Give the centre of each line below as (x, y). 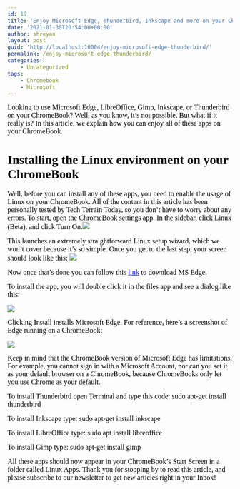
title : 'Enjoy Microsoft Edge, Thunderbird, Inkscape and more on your (116, 21)
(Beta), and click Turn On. (45, 227)
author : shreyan (31, 34)
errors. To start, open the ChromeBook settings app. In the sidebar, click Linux (120, 218)
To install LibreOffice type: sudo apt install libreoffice (85, 433)
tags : (15, 74)
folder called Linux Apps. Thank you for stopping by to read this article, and (117, 470)
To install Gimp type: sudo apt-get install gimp (74, 448)
